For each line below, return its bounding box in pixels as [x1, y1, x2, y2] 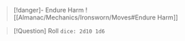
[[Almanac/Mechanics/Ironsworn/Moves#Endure [13, 13, 157, 22]
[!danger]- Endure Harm [13, 6, 84, 14]
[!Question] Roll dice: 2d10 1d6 [13, 27, 106, 35]
